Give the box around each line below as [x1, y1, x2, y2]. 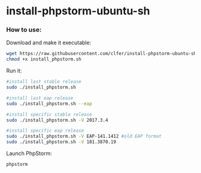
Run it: [6, 67, 22, 74]
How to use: [6, 26, 42, 34]
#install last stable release [6, 79, 82, 85]
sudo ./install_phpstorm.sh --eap [6, 101, 93, 107]
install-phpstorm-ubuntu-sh [6, 4, 151, 18]
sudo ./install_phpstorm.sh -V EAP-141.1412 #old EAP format [6, 133, 162, 139]
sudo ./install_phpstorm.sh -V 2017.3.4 [6, 117, 109, 123]
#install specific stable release [6, 111, 93, 117]
